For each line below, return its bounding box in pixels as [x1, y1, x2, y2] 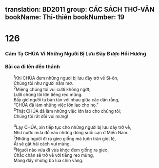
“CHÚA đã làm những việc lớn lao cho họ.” [14, 102, 99, 108]
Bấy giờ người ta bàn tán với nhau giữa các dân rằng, [14, 97, 119, 103]
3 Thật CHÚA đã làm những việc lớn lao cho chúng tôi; [14, 107, 121, 114]
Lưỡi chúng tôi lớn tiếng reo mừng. [14, 92, 83, 97]
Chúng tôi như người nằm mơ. [14, 80, 73, 86]
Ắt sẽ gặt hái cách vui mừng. [14, 141, 71, 147]
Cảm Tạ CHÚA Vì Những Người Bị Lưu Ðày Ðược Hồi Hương [5, 50, 146, 57]
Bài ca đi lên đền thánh [5, 63, 60, 70]
